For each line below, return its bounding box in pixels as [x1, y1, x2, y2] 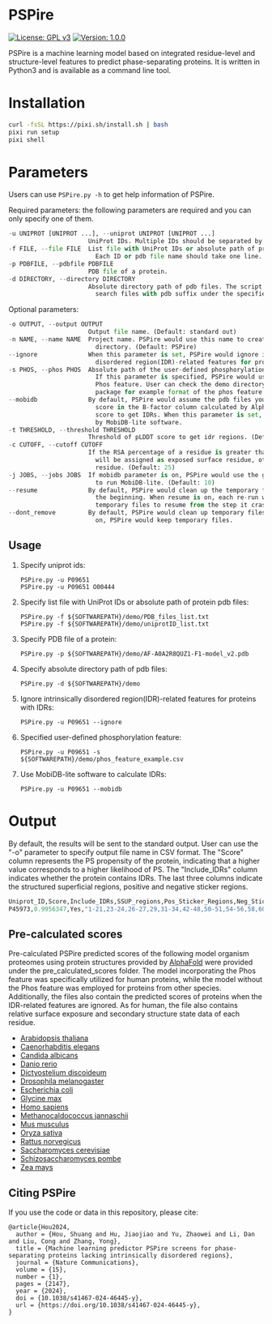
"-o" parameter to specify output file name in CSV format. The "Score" [8, 847, 244, 856]
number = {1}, [15, 1273, 63, 1281]
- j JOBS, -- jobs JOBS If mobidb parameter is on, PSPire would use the [8, 471, 259, 479]
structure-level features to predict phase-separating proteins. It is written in [8, 57, 261, 66]
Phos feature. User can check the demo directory [95, 381, 266, 389]
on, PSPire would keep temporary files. [95, 516, 233, 524]
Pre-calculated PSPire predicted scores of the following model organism [8, 949, 249, 959]
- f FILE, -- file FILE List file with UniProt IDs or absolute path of [8, 245, 255, 253]
